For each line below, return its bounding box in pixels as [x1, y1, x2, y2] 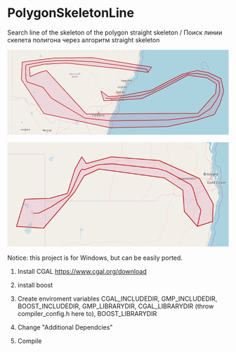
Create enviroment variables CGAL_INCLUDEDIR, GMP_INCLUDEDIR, [17, 294, 218, 303]
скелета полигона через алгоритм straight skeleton [7, 35, 160, 44]
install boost [17, 280, 53, 289]
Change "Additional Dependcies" [17, 322, 113, 332]
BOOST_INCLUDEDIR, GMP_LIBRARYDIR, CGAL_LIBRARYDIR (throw [17, 301, 214, 310]
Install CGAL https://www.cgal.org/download [17, 267, 147, 275]
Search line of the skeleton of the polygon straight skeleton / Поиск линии [7, 28, 223, 37]
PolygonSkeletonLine [7, 5, 135, 21]
